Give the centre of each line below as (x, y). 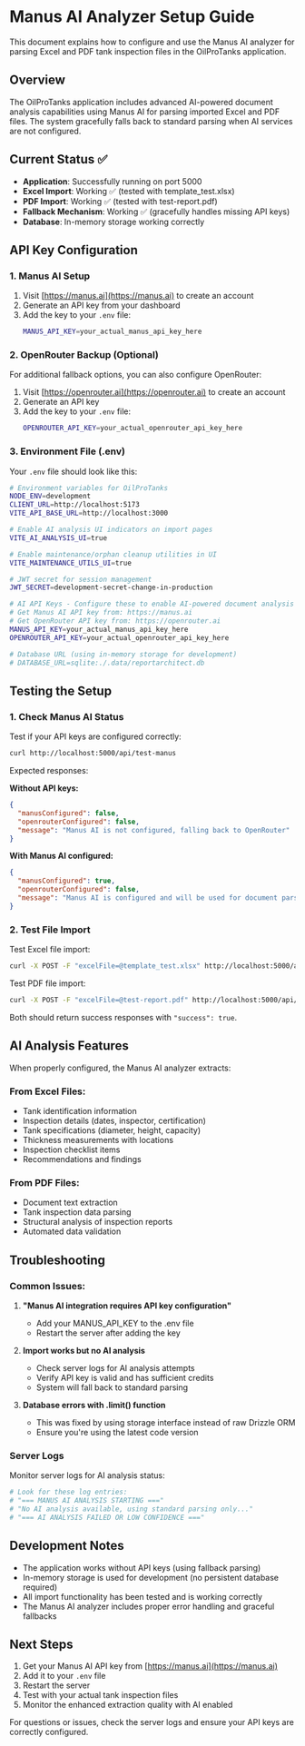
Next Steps (41, 1644)
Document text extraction (70, 1203)
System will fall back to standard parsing (112, 1387)
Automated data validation (72, 1231)
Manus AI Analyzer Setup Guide (132, 17)
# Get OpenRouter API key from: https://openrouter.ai (115, 621)
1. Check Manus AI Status (67, 716)
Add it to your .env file (64, 1676)
